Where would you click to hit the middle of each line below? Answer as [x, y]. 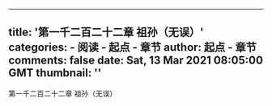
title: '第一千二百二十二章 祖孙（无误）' [106, 33]
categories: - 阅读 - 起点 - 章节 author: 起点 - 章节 [133, 48]
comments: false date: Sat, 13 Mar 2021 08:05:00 [136, 61]
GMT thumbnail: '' [55, 73]
